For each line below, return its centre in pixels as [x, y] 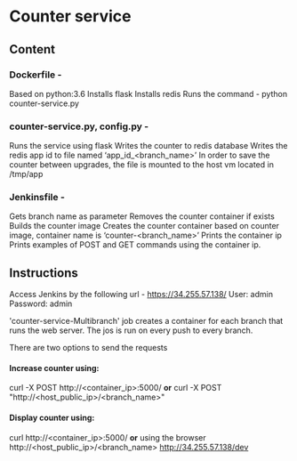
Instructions [44, 273]
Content [32, 49]
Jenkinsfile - [37, 198]
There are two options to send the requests [88, 348]
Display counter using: [52, 418]
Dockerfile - [36, 75]
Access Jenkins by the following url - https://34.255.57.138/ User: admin [141, 295]
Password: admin [41, 303]
